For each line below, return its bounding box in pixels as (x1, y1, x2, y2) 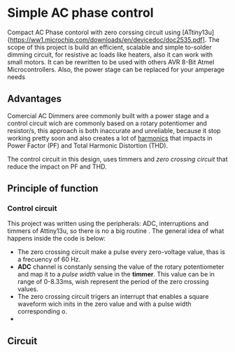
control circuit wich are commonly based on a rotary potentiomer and (7, 119, 208, 127)
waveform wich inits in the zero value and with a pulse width (17, 300, 192, 309)
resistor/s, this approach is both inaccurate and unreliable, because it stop (7, 126, 221, 134)
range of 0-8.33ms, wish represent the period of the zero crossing (17, 278, 209, 286)
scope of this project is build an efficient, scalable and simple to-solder (7, 43, 212, 51)
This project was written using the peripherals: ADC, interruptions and (7, 219, 209, 228)
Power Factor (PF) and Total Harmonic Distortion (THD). (7, 141, 169, 150)
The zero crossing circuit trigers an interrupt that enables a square (17, 293, 209, 301)
